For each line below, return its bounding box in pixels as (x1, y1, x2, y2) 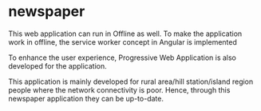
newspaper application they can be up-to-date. (8, 93, 164, 103)
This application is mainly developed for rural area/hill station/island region (8, 77, 254, 86)
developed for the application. (8, 61, 108, 70)
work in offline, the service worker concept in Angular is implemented (8, 37, 238, 46)
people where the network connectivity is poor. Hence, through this (8, 85, 231, 94)
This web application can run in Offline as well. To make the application (8, 29, 243, 38)
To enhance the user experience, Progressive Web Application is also (8, 53, 237, 62)
